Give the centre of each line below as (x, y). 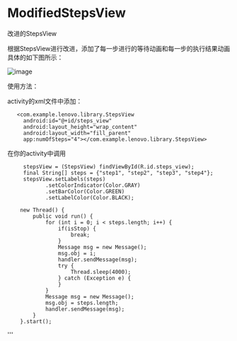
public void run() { (63, 216)
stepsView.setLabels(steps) (64, 179)
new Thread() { (42, 210)
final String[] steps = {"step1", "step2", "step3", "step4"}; (118, 173)
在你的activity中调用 (36, 153)
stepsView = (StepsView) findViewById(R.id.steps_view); (109, 167)
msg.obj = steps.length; (82, 303)
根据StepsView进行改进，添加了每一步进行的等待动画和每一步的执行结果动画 (119, 48)
